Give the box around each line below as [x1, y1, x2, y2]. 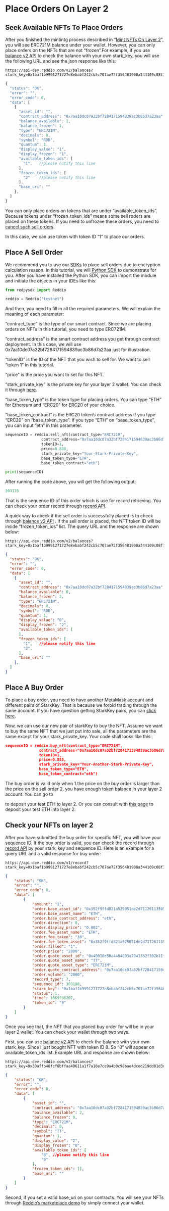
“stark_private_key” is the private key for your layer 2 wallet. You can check [5, 381, 162, 387]
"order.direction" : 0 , [32, 921, 80, 926]
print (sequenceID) [5, 469, 44, 475]
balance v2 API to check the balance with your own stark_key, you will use [5, 53, 159, 59]
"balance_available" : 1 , [18, 119, 71, 124]
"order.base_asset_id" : [32, 906, 82, 911]
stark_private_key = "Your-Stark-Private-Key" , [41, 451, 138, 456]
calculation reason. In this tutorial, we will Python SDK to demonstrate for [5, 267, 157, 273]
